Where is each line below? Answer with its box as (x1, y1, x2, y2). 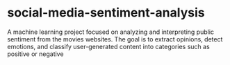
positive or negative (7, 50, 64, 58)
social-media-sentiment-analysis (7, 5, 205, 21)
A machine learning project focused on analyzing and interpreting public (7, 28, 214, 36)
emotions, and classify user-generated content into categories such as (7, 42, 210, 50)
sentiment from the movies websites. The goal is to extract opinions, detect (7, 35, 223, 43)
